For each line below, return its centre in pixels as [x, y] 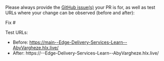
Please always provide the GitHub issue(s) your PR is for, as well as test [80, 7]
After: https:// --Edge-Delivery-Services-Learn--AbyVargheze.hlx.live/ [86, 53]
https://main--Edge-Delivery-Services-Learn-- [78, 42]
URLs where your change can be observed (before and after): [70, 13]
